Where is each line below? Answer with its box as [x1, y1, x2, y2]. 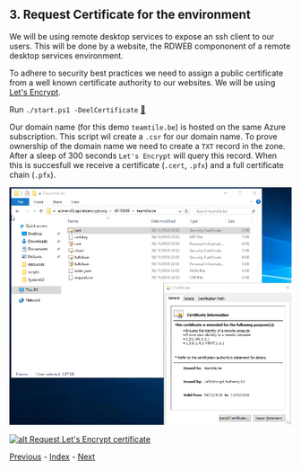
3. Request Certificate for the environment [9, 7, 251, 22]
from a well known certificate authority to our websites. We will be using [9, 76, 276, 88]
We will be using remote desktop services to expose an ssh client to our [9, 31, 275, 41]
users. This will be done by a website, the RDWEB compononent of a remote [9, 40, 291, 51]
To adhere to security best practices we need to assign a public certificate [9, 67, 284, 78]
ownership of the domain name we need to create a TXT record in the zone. [9, 140, 286, 151]
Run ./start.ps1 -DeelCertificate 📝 [9, 103, 146, 115]
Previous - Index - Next [9, 451, 96, 462]
